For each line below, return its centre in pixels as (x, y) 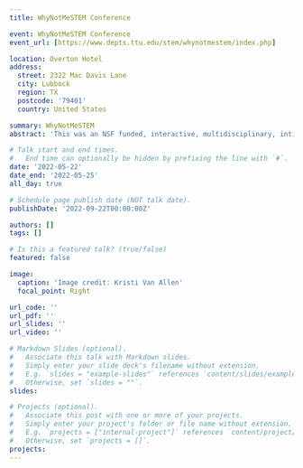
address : (26, 67)
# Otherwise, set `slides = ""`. (76, 382)
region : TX (38, 92)
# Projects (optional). (54, 407)
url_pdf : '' (32, 316)
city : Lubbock (44, 84)
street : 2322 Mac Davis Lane (72, 76)
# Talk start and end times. (64, 150)
